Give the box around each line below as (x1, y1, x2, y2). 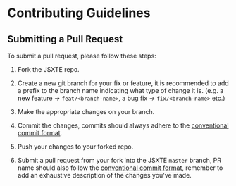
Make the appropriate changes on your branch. (17, 108, 155, 116)
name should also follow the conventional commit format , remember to (17, 163, 223, 172)
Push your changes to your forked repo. (17, 142, 134, 151)
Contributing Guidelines (7, 5, 151, 21)
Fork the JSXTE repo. (17, 66, 80, 73)
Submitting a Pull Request (7, 33, 123, 45)
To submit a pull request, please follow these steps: (7, 51, 156, 60)
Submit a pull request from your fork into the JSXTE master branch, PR (17, 156, 222, 164)
